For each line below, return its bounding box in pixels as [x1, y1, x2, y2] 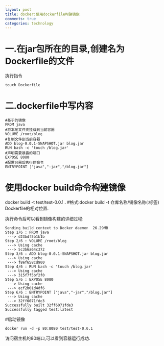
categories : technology [5, 21, 54, 26]
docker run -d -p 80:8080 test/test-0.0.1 [5, 326, 93, 331]
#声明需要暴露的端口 [5, 150, 41, 156]
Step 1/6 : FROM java [5, 230, 49, 235]
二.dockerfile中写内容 [5, 100, 94, 112]
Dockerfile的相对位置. [5, 205, 49, 211]
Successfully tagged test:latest [5, 307, 73, 312]
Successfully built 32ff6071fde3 [5, 303, 73, 308]
